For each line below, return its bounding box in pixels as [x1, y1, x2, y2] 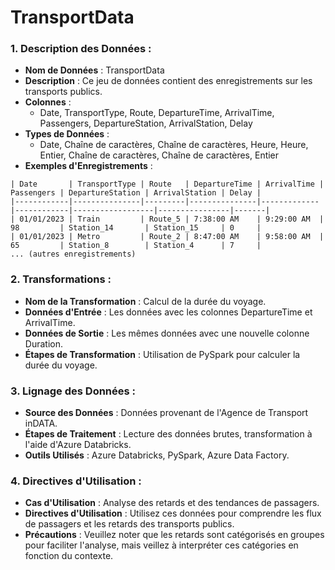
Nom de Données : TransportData [24, 64, 165, 76]
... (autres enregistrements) [10, 249, 137, 260]
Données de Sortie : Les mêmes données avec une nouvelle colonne [24, 327, 310, 339]
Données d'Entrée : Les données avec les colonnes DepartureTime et [24, 306, 313, 318]
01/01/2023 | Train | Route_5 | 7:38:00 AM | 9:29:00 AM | [19, 214, 325, 225]
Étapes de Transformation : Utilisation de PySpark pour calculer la [24, 348, 301, 360]
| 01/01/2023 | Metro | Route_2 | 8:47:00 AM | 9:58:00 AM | [10, 232, 325, 242]
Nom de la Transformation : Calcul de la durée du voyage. [24, 295, 267, 307]
